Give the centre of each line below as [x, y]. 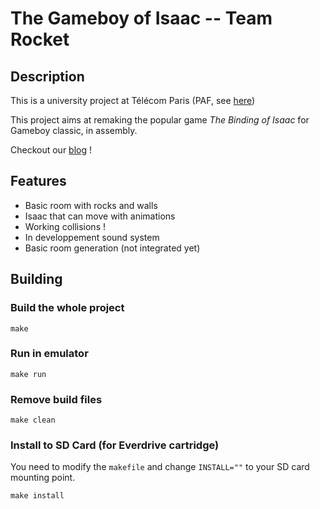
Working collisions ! [65, 226]
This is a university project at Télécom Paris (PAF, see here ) [133, 100]
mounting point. [43, 478]
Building [36, 279]
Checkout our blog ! [51, 150]
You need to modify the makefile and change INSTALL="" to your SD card [160, 467]
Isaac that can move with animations [100, 216]
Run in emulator [49, 354]
